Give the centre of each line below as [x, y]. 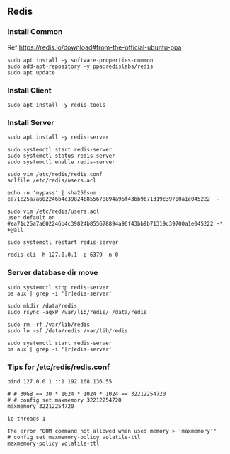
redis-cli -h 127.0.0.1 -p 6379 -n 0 [63, 255]
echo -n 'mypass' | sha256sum [52, 193]
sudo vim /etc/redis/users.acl [53, 211]
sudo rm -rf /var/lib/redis [49, 325]
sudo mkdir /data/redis [42, 306]
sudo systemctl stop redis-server [58, 287]
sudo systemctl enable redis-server [61, 162]
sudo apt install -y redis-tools [57, 105]
